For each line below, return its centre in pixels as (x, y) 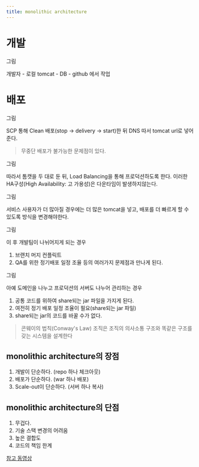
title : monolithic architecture (46, 12)
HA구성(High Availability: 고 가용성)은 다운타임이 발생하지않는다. (82, 184)
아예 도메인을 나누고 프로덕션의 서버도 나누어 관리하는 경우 (74, 287)
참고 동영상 (19, 458)
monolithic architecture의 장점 (63, 356)
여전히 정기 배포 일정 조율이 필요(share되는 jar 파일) (76, 308)
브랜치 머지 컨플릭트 (38, 254)
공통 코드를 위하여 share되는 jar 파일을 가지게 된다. (74, 301)
